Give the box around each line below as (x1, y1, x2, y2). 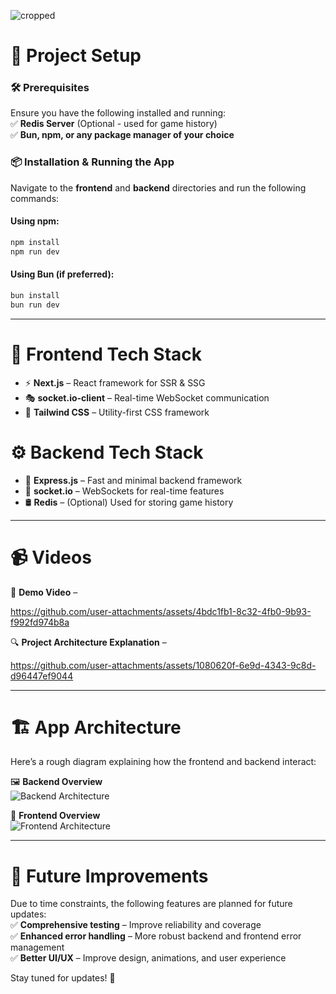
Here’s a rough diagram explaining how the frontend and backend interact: (10, 756, 317, 768)
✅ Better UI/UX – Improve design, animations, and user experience (10, 952, 287, 964)
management (10, 941, 65, 954)
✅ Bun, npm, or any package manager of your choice (10, 129, 235, 141)
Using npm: (10, 215, 60, 227)
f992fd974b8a (10, 616, 70, 628)
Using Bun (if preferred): (10, 268, 115, 280)
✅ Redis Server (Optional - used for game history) (10, 118, 218, 130)
